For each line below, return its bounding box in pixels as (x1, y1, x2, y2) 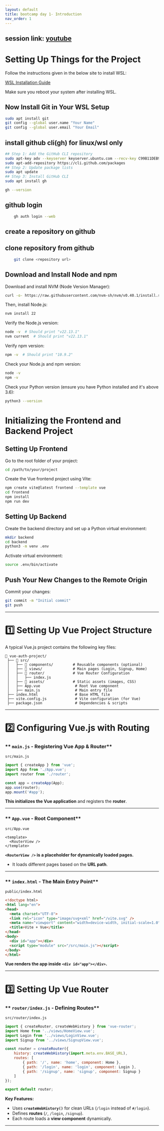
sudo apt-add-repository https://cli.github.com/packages (5, 161, 125, 165)
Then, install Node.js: (5, 302, 48, 308)
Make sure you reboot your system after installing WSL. (5, 89, 117, 95)
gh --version (5, 187, 32, 193)
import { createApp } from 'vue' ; (5, 762, 76, 768)
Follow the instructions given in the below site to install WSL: (5, 70, 127, 76)
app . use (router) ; (5, 785, 41, 790)
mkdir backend (5, 535, 34, 540)
